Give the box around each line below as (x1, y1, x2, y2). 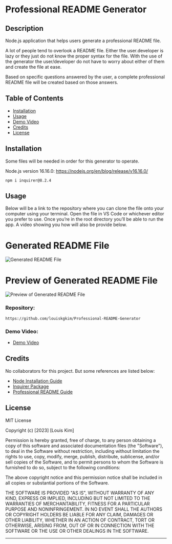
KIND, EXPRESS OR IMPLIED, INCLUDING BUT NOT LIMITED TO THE (5, 495, 150, 501)
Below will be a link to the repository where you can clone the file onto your (5, 205, 164, 211)
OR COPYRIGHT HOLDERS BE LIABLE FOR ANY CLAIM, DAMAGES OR (5, 511, 154, 517)
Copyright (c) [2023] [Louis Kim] (5, 427, 74, 433)
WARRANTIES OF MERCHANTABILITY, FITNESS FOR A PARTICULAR (5, 500, 150, 507)
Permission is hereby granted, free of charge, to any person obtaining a (5, 437, 156, 443)
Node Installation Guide (12, 378, 62, 384)
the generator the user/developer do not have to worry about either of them (5, 58, 165, 65)
